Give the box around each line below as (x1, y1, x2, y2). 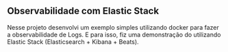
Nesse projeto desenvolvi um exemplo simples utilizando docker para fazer (7, 23, 219, 31)
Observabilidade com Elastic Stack (7, 5, 160, 17)
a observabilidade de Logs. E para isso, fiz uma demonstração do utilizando (7, 30, 221, 38)
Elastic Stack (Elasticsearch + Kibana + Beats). (7, 37, 139, 46)
